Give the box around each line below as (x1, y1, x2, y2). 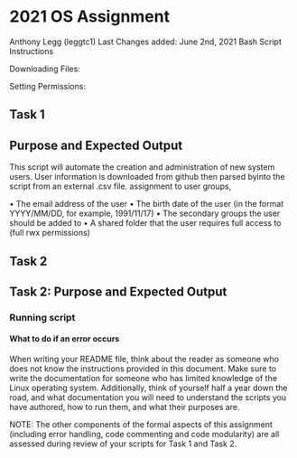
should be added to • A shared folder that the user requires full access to (9, 218, 282, 229)
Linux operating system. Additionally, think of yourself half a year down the (9, 382, 288, 394)
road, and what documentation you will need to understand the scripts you (9, 392, 287, 403)
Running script (9, 311, 76, 323)
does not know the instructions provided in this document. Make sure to (9, 363, 277, 374)
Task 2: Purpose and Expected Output (9, 284, 227, 299)
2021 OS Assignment (9, 6, 170, 27)
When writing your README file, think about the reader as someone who (9, 354, 280, 365)
